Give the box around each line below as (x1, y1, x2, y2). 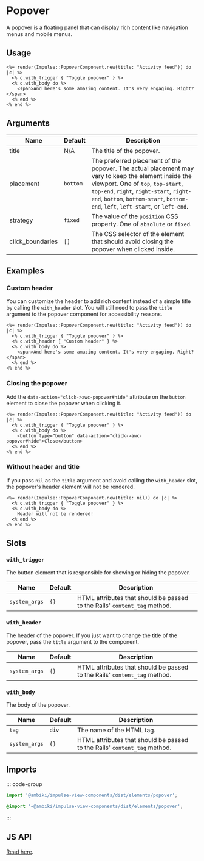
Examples (6, 265, 44, 276)
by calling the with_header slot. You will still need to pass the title (6, 304, 173, 312)
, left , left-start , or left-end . (100, 202, 189, 210)
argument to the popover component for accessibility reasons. (6, 310, 163, 318)
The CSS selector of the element (91, 229, 185, 238)
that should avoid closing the (91, 237, 174, 246)
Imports (6, 764, 37, 774)
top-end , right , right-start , (91, 187, 172, 195)
